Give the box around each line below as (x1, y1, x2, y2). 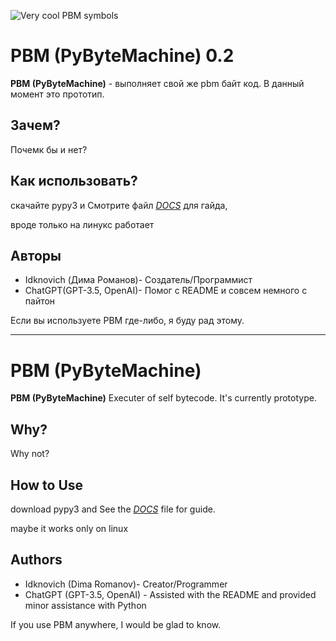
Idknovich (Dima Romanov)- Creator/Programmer (24, 578, 228, 590)
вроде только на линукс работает (10, 218, 155, 230)
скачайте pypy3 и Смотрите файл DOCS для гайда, (10, 199, 228, 211)
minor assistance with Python (24, 599, 147, 611)
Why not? (10, 448, 50, 460)
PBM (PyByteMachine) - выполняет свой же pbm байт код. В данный (10, 77, 305, 89)
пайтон (24, 295, 56, 307)
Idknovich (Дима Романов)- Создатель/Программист (24, 274, 253, 286)
